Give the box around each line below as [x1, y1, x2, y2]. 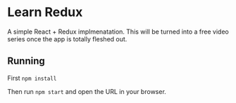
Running [7, 55, 46, 67]
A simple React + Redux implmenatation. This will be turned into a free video [7, 27, 229, 36]
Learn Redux [7, 4, 83, 20]
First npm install [7, 74, 57, 82]
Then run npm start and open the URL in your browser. [7, 87, 167, 95]
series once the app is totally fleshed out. [7, 34, 128, 43]
